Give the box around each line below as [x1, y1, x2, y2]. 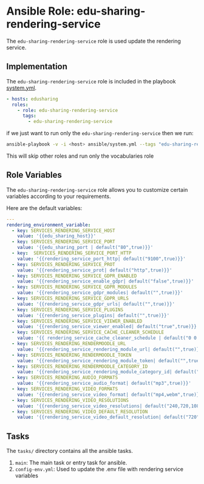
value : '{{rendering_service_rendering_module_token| [17, 357, 156, 363]
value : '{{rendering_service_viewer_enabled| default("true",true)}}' [17, 324, 200, 330]
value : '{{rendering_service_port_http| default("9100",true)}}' [17, 256, 186, 262]
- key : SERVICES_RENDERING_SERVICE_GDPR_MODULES [12, 284, 137, 290]
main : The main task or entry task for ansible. [15, 459, 127, 466]
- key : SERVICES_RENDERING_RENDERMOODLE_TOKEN [12, 352, 132, 358]
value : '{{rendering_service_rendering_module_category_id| [17, 369, 172, 375]
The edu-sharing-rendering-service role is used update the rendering [6, 37, 181, 44]
